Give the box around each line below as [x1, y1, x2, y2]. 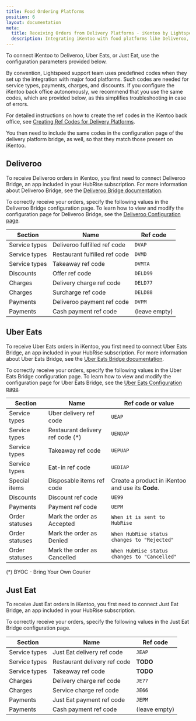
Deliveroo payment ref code [52, 298, 129, 306]
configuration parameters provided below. [6, 58, 107, 65]
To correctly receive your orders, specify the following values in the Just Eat [6, 619, 190, 626]
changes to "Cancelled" [111, 553, 177, 560]
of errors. [6, 101, 29, 107]
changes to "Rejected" [111, 537, 174, 543]
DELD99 [134, 270, 153, 276]
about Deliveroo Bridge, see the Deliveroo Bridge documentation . [6, 187, 163, 194]
